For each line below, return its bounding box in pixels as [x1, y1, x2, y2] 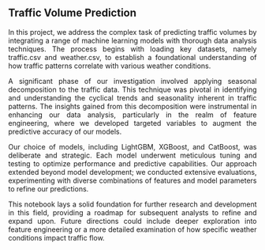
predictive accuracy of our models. [8, 127, 122, 136]
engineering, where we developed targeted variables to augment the [8, 118, 257, 127]
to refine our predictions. [8, 184, 89, 193]
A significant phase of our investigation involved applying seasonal [8, 76, 257, 85]
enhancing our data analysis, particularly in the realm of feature [8, 110, 257, 119]
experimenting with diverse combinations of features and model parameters [8, 176, 257, 185]
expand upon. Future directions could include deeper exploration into [8, 216, 257, 225]
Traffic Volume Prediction [8, 6, 136, 20]
